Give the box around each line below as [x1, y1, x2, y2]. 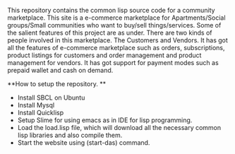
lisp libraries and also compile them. [17, 131, 123, 139]
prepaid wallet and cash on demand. [7, 66, 114, 74]
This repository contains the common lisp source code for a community [7, 6, 215, 14]
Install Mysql [17, 101, 55, 109]
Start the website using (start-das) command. [17, 138, 150, 147]
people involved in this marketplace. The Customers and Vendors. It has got [7, 36, 228, 45]
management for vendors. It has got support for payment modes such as [7, 59, 219, 66]
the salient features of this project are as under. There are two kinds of [7, 28, 213, 37]
